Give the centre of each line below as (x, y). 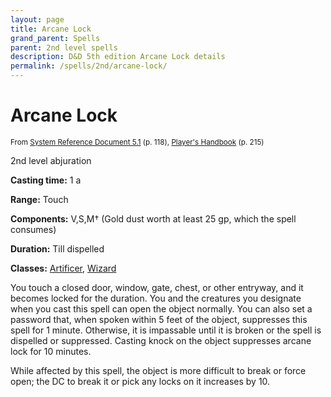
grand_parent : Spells (55, 38)
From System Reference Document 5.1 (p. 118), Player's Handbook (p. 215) (137, 142)
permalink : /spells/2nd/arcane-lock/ (89, 66)
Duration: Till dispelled (57, 248)
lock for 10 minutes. (51, 351)
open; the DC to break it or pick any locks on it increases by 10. (140, 381)
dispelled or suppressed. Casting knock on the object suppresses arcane (161, 340)
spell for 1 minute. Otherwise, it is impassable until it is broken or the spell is (166, 330)
